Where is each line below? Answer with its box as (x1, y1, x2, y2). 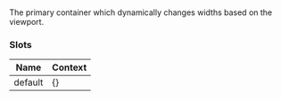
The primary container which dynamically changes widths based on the (9, 7, 273, 18)
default (13, 76, 44, 88)
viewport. (9, 17, 45, 27)
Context (52, 61, 87, 73)
